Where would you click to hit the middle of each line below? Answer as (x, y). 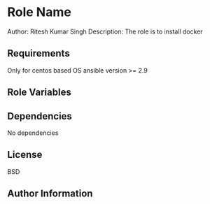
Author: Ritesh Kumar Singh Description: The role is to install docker (105, 31)
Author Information (50, 194)
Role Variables (39, 93)
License (25, 155)
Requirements (38, 53)
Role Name (39, 12)
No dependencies (33, 133)
